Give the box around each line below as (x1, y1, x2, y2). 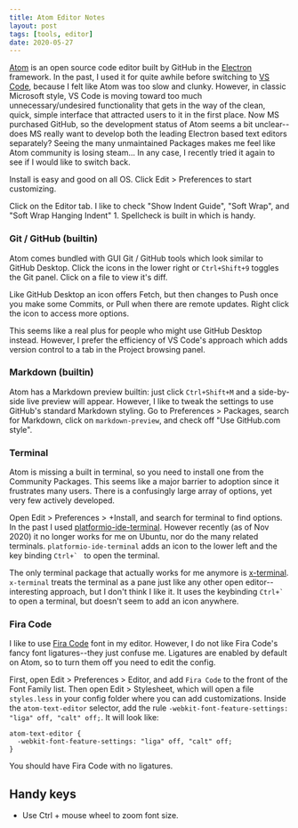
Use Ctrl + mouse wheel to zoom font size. (21, 810, 180, 821)
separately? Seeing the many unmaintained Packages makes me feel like (9, 138, 276, 149)
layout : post (9, 21, 58, 30)
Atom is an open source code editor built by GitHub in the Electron (9, 62, 252, 73)
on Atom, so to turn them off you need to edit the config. (9, 657, 216, 668)
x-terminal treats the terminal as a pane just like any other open (9, 577, 244, 588)
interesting (9, 587, 49, 597)
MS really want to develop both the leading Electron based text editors (29, 128, 287, 139)
